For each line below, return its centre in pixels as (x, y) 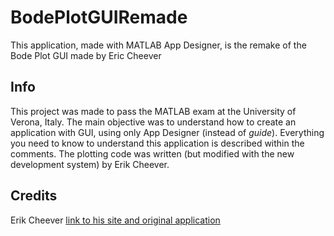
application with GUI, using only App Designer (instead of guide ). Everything (167, 132)
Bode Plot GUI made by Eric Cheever (86, 55)
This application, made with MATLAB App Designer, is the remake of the (158, 45)
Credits (34, 196)
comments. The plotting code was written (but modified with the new (152, 153)
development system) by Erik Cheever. (90, 164)
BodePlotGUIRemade (99, 17)
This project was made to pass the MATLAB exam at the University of (153, 111)
